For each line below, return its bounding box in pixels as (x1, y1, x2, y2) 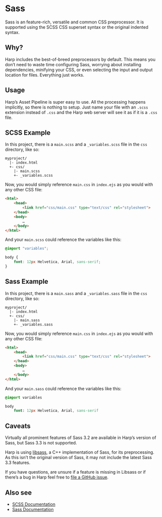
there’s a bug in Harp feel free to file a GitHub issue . (5, 474, 109, 480)
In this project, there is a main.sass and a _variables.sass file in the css (5, 290, 147, 296)
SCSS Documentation (12, 501, 56, 507)
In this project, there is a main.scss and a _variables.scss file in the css (5, 142, 147, 148)
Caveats (5, 422, 31, 430)
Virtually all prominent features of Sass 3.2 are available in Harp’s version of (5, 435, 157, 441)
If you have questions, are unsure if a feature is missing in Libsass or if (5, 469, 146, 475)
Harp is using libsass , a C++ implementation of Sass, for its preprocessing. (5, 449, 154, 455)
